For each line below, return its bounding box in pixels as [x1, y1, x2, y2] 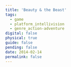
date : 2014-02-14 [5, 49, 42, 54]
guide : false [5, 40, 33, 45]
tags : [5, 12, 17, 17]
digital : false [5, 31, 38, 36]
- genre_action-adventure [10, 26, 65, 31]
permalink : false [5, 54, 42, 59]
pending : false [5, 45, 38, 50]
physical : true [5, 36, 38, 41]
